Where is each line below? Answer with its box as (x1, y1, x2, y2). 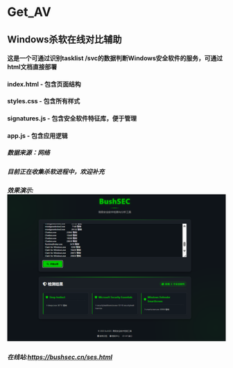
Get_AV (7, 4, 51, 20)
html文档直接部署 (7, 63, 58, 71)
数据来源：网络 (7, 148, 50, 157)
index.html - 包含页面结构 (7, 80, 81, 88)
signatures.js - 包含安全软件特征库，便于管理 (7, 114, 137, 122)
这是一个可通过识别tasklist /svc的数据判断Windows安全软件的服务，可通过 (7, 54, 223, 62)
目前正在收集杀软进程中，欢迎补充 (7, 167, 105, 175)
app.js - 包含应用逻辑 (7, 131, 68, 139)
